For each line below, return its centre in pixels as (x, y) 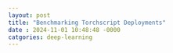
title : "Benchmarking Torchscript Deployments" (87, 23)
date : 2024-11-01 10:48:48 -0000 (65, 30)
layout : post (29, 15)
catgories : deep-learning (50, 37)
